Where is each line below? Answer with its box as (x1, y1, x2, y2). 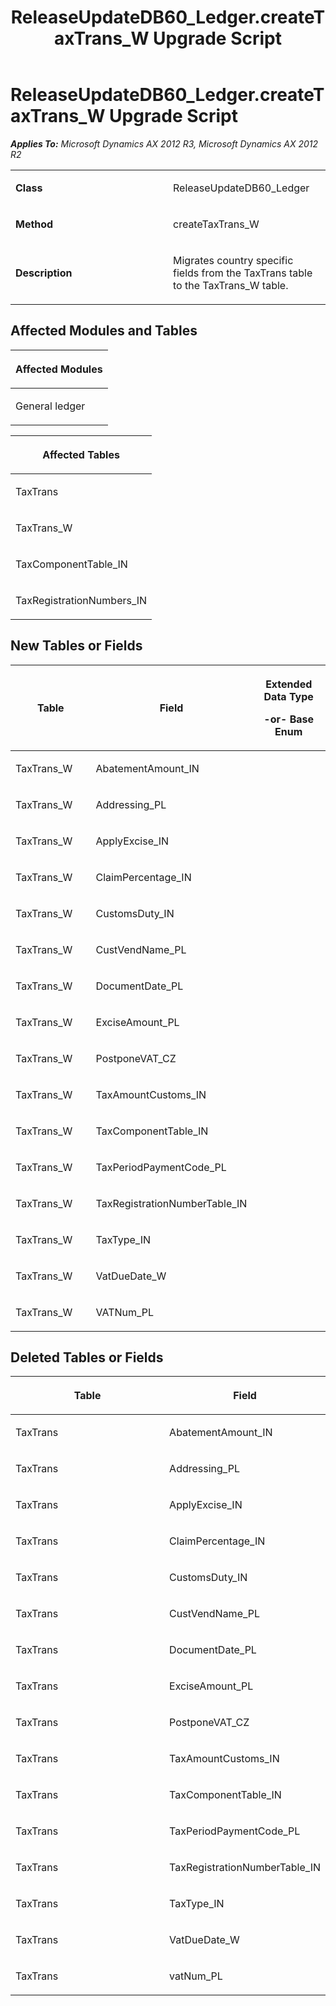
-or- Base (263, 712, 315, 726)
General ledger (15, 399, 86, 413)
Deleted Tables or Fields (10, 1349, 164, 1366)
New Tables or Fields (10, 637, 143, 655)
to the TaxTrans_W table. (173, 278, 289, 292)
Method (15, 217, 54, 231)
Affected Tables (42, 447, 120, 461)
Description (15, 266, 73, 280)
